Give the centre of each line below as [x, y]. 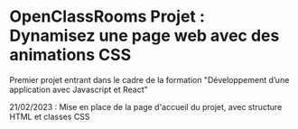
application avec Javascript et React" [79, 89]
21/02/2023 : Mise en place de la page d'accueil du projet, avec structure [146, 106]
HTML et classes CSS [50, 116]
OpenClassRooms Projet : [107, 17]
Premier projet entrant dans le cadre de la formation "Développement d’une [149, 79]
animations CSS [70, 55]
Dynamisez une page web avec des [144, 36]
